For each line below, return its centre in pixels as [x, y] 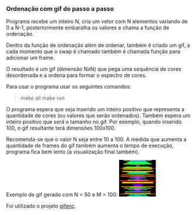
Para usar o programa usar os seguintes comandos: [69, 87]
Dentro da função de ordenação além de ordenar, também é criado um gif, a [98, 45]
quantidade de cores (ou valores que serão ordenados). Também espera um [98, 115]
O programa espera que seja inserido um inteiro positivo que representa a [95, 110]
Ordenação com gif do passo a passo [60, 9]
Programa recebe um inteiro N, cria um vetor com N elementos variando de [97, 22]
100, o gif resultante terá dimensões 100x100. [61, 128]
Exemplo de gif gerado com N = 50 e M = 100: [62, 194]
